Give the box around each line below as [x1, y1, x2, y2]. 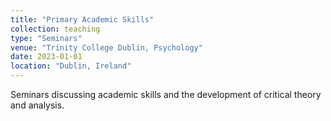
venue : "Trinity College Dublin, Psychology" [10, 42, 203, 53]
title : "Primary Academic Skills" [10, 14, 155, 25]
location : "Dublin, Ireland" [10, 61, 132, 71]
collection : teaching [10, 24, 101, 34]
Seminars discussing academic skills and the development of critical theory [10, 89, 322, 100]
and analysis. [10, 99, 65, 111]
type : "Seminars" [10, 33, 83, 43]
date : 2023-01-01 [10, 52, 83, 62]
